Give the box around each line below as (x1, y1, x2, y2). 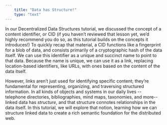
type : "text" (14, 12, 41, 17)
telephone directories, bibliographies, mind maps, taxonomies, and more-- (5, 93, 158, 100)
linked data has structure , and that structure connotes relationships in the (5, 99, 156, 105)
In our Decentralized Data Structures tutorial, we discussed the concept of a (5, 25, 162, 31)
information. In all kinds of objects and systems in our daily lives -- (5, 88, 142, 94)
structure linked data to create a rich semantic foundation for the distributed (5, 109, 161, 115)
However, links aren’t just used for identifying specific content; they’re (5, 78, 149, 84)
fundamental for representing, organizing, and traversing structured (5, 83, 145, 89)
